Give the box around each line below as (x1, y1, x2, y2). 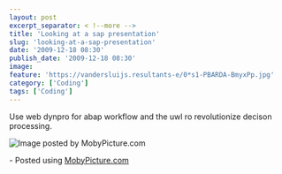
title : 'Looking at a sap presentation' (9, 29, 161, 38)
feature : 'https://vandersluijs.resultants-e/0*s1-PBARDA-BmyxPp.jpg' (9, 71, 275, 79)
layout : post (9, 12, 57, 22)
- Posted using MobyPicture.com (9, 155, 130, 165)
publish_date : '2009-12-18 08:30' (9, 54, 137, 63)
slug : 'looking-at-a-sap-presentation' (9, 37, 156, 47)
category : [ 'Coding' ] (9, 79, 89, 87)
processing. (9, 120, 53, 131)
